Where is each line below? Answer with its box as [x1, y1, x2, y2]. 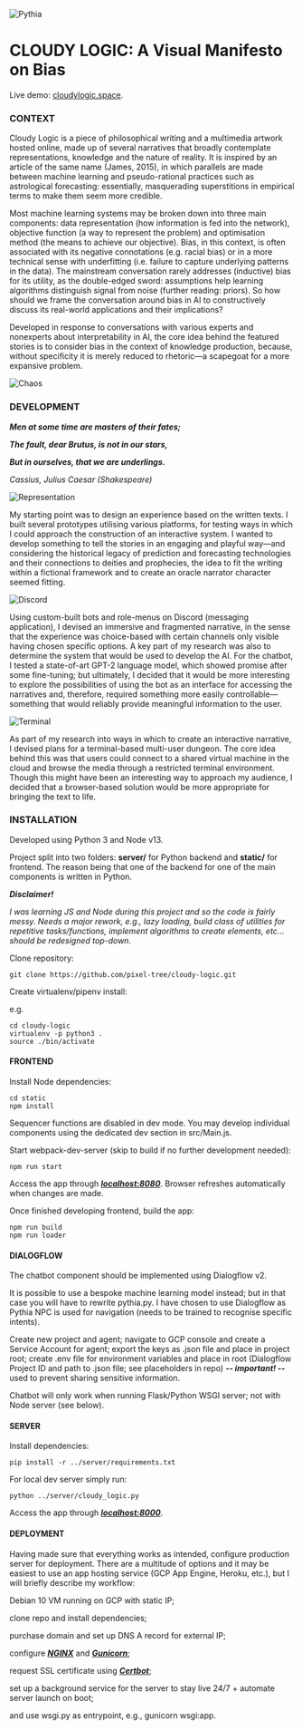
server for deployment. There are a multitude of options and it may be [9, 1558, 269, 1569]
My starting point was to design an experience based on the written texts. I [9, 508, 288, 520]
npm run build [9, 1223, 63, 1232]
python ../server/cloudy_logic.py [9, 1492, 140, 1501]
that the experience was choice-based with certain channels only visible [9, 631, 279, 642]
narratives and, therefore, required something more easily [9, 689, 224, 700]
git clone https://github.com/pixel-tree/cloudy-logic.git [9, 970, 237, 979]
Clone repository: [9, 952, 74, 963]
